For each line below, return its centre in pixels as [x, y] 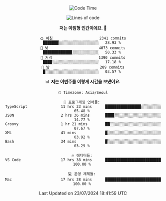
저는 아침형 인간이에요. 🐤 [83, 28]
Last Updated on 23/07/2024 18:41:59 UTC [83, 193]
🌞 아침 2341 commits [83, 38]
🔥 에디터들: [82, 156]
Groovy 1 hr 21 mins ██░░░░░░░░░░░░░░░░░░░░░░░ [83, 124]
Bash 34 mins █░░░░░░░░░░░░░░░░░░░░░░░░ [83, 142]
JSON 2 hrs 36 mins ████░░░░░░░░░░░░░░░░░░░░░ [83, 115]
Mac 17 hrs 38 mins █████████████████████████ [83, 180]
